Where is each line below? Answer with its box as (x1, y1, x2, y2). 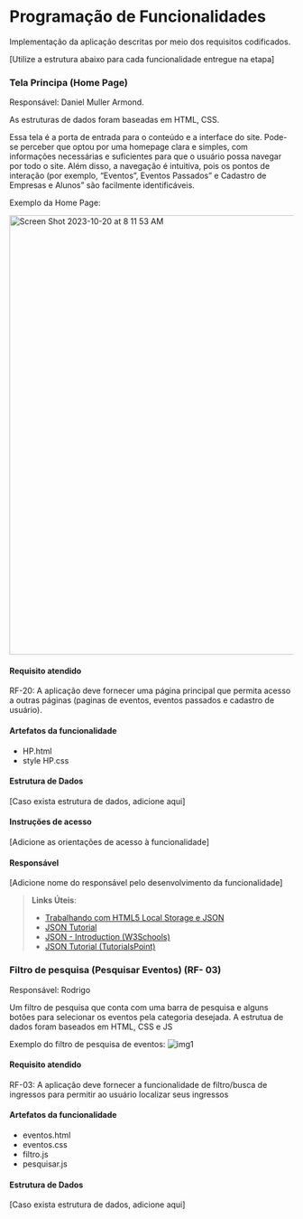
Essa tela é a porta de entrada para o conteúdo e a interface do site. (9, 132, 263, 143)
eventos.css (22, 1139, 68, 1149)
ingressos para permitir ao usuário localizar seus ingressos (9, 1089, 229, 1100)
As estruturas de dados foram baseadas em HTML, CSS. (9, 115, 220, 126)
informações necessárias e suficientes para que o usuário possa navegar (9, 151, 282, 162)
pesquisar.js (22, 1158, 68, 1169)
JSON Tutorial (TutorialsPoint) (44, 942, 156, 952)
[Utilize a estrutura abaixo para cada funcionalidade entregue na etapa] (9, 53, 275, 64)
